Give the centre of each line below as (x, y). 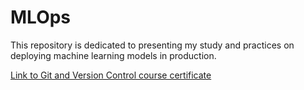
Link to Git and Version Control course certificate (111, 75)
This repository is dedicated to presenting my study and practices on (152, 45)
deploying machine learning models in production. (113, 55)
